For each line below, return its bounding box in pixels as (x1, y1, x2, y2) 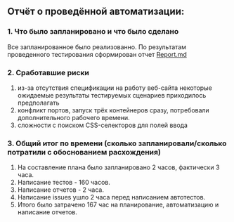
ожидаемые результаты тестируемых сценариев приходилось (17, 91, 207, 99)
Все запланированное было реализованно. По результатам (7, 42, 186, 51)
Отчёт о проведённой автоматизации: (7, 6, 185, 18)
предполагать (17, 98, 60, 107)
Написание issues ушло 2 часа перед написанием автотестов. (17, 193, 206, 202)
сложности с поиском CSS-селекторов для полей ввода (17, 121, 188, 129)
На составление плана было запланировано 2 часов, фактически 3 (17, 163, 220, 171)
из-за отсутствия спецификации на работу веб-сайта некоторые (17, 84, 212, 92)
